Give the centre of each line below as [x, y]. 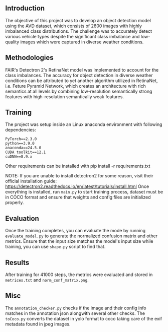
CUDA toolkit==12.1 [26, 152]
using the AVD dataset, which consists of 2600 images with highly [73, 26]
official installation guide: [31, 181]
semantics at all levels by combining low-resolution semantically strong [79, 91]
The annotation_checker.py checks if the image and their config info [76, 308]
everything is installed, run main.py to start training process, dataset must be [84, 192]
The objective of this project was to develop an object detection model [78, 20]
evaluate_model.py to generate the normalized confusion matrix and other [81, 236]
